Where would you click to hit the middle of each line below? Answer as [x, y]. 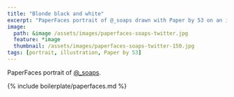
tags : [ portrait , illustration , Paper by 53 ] [74, 53]
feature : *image [37, 40]
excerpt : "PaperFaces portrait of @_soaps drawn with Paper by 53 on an [115, 20]
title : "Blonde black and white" [56, 14]
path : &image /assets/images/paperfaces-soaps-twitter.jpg [101, 33]
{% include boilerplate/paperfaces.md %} [67, 86]
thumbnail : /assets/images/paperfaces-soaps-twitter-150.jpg [104, 46]
